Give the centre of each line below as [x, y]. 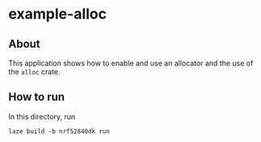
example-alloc [58, 14]
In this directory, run [42, 116]
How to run [37, 97]
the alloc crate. [34, 72]
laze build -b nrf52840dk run [59, 131]
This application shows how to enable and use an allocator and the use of [131, 63]
